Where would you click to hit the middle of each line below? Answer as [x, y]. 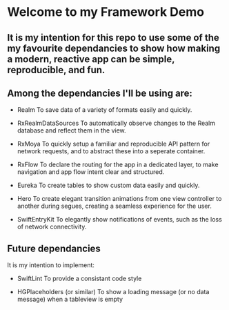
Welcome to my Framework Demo [106, 12]
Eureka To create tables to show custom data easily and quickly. [108, 185]
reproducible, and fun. [56, 70]
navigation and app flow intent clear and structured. [91, 172]
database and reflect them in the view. [71, 130]
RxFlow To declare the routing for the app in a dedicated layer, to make [118, 165]
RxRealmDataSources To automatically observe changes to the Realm [116, 123]
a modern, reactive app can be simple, [91, 59]
